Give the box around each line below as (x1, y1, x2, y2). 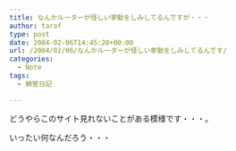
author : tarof (9, 21, 63, 30)
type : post (9, 29, 50, 38)
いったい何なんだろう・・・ (9, 131, 112, 143)
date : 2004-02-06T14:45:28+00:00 (9, 38, 134, 47)
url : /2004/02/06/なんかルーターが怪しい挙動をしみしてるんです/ (9, 46, 228, 55)
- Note (17, 63, 42, 72)
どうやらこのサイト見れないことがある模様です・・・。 (9, 113, 213, 123)
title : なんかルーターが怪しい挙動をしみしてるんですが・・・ (9, 13, 210, 22)
